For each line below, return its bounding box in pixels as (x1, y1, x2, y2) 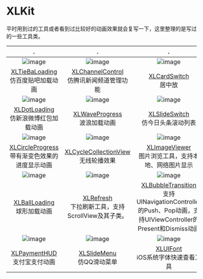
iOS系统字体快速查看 (137, 253, 195, 261)
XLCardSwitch (148, 71, 189, 80)
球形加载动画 (16, 207, 53, 215)
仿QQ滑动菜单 (77, 257, 118, 266)
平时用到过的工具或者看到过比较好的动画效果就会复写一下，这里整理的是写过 (6, 25, 197, 32)
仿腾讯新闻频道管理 (67, 76, 122, 84)
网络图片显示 (156, 160, 193, 169)
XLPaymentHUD (11, 249, 57, 257)
